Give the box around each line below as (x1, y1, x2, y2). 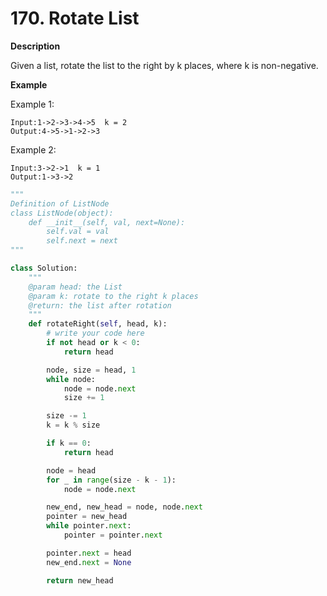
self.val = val (46, 227, 110, 237)
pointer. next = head (46, 548, 132, 558)
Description (10, 40, 61, 52)
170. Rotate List (10, 7, 140, 30)
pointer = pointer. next (63, 530, 163, 541)
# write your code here (46, 328, 145, 339)
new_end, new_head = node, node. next (46, 502, 203, 512)
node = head (46, 465, 97, 476)
